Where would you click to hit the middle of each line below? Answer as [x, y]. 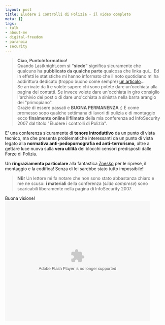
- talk [12, 28]
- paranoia [16, 42]
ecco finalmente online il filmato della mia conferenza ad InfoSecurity [88, 118]
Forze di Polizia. [21, 154]
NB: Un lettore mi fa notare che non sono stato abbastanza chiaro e [85, 178]
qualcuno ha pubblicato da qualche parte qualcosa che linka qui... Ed [88, 71]
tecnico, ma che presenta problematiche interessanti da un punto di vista [79, 138]
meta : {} [14, 19]
